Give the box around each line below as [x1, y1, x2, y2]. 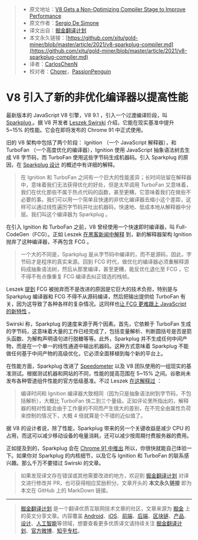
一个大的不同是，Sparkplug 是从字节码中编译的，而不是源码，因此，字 [20, 250, 192, 258]
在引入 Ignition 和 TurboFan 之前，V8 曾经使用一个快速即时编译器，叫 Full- [6, 223, 187, 230]
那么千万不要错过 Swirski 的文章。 [21, 459, 104, 467]
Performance [29, 12, 62, 20]
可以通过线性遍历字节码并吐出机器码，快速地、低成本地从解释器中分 [25, 203, 192, 210]
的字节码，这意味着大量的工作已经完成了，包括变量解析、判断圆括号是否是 [6, 327, 187, 335]
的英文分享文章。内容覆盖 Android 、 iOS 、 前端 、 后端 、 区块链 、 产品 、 [20, 512, 190, 519]
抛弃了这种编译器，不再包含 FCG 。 [6, 238, 93, 245]
